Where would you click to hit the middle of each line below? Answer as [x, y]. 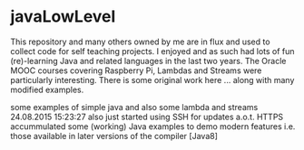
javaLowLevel [63, 17]
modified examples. [47, 89]
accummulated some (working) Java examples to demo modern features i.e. [153, 126]
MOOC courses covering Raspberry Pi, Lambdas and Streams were [136, 70]
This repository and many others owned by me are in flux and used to [140, 42]
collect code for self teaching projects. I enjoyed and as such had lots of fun [152, 51]
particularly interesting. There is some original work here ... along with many [152, 80]
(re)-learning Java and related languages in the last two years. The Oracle [148, 61]
